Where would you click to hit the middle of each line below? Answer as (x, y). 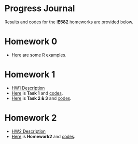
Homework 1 (30, 74)
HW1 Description (28, 88)
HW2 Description (29, 131)
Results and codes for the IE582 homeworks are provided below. (69, 22)
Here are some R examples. (39, 55)
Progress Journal (40, 8)
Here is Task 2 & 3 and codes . (41, 98)
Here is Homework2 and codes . (43, 136)
